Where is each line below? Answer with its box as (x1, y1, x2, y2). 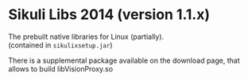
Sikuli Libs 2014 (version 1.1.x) (8, 6, 211, 24)
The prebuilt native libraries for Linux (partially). (8, 32, 165, 41)
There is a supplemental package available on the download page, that (8, 56, 240, 65)
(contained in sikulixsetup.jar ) (8, 40, 113, 49)
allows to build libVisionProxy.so (8, 64, 114, 73)
